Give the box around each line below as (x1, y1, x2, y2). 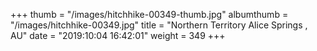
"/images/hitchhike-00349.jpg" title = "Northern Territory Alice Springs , (10, 19, 308, 31)
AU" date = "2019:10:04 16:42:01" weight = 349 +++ (10, 30, 226, 41)
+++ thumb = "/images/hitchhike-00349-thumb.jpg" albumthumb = (10, 9, 289, 20)
